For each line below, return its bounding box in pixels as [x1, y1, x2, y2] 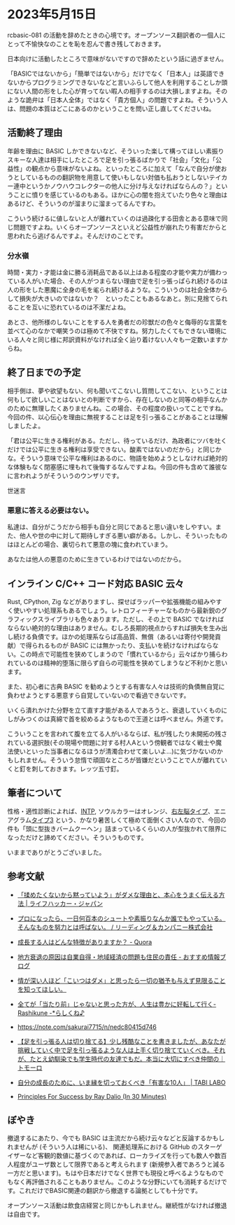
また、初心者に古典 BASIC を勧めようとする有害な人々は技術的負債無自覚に [7, 682, 225, 690]
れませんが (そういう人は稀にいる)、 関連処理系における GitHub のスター [7, 1142, 217, 1151]
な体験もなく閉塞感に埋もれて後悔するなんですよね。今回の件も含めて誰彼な [7, 463, 227, 471]
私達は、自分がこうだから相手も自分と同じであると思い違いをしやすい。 [7, 523, 215, 531]
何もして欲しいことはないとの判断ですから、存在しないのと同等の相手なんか [7, 395, 228, 403]
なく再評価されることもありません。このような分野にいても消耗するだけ [13, 1177, 222, 1186]
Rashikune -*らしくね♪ [17, 1009, 85, 1017]
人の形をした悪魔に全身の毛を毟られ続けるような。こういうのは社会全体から [7, 286, 228, 294]
